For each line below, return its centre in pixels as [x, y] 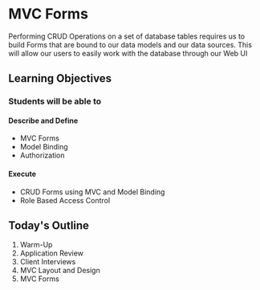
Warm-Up [36, 245]
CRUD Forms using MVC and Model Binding [92, 192]
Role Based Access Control [65, 200]
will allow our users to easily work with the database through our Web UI [128, 53]
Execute [22, 174]
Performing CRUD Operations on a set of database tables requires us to [127, 36]
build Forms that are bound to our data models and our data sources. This [130, 44]
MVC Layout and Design [60, 271]
